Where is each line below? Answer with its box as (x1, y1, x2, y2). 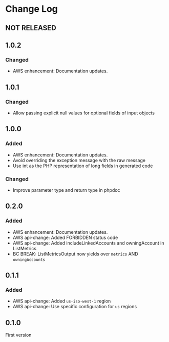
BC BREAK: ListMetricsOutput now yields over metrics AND (12, 251, 138, 257)
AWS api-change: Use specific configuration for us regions (12, 304, 137, 310)
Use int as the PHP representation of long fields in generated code (12, 163, 153, 169)
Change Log (5, 3, 58, 15)
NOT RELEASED (5, 24, 56, 32)
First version (5, 332, 32, 338)
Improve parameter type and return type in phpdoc (12, 187, 120, 193)
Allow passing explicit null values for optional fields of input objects (12, 110, 155, 116)
